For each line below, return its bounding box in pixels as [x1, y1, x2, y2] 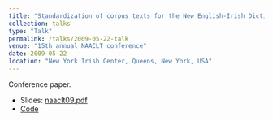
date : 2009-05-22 [8, 50, 67, 58]
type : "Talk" [8, 27, 53, 35]
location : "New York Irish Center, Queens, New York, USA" [8, 58, 213, 66]
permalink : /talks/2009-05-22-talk [8, 34, 129, 43]
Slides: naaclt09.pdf [19, 95, 88, 105]
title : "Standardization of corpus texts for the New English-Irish [8, 11, 245, 20]
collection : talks [8, 19, 71, 28]
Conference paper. [8, 79, 71, 89]
